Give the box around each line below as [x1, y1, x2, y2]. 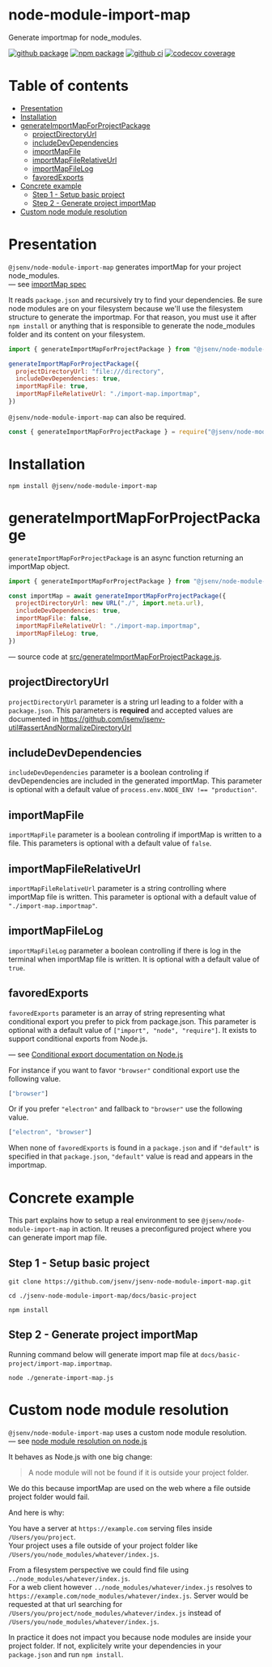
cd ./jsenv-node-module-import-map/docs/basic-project [8, 1292, 198, 1301]
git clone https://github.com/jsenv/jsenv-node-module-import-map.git [8, 1278, 252, 1286]
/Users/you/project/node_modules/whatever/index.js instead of [8, 1608, 222, 1618]
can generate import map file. [8, 1232, 108, 1242]
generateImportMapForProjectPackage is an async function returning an [8, 553, 244, 563]
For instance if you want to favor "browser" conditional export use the [8, 1065, 240, 1075]
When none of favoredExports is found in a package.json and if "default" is [8, 1143, 260, 1153]
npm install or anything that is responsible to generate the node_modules [8, 320, 256, 330]
